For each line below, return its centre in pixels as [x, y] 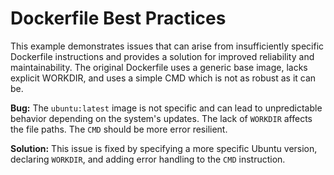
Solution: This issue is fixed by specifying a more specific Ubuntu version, [164, 148]
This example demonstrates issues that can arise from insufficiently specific [167, 46]
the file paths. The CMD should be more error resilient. [119, 129]
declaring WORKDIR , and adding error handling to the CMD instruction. [148, 159]
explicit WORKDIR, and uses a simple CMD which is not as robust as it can [163, 78]
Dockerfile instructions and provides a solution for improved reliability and [162, 56]
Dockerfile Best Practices [118, 18]
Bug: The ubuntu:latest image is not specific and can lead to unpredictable [166, 108]
